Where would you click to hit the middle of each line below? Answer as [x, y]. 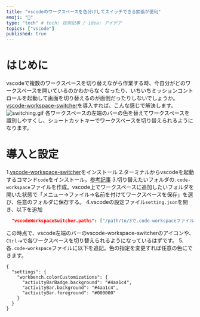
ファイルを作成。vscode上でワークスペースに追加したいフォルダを [112, 187]
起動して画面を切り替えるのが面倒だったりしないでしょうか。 [102, 98]
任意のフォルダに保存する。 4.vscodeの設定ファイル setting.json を [100, 202]
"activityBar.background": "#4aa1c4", [70, 288]
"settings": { [29, 272]
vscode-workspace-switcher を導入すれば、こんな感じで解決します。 [91, 106]
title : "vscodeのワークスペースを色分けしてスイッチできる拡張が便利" [84, 12]
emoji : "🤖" [20, 17]
